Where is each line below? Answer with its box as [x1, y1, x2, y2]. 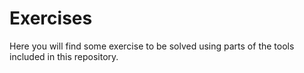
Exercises [9, 7, 93, 30]
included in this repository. [9, 50, 119, 62]
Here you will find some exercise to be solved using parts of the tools [9, 40, 295, 52]
